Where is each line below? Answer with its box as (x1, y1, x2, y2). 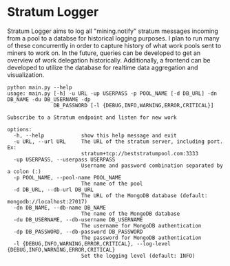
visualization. (7, 70, 45, 79)
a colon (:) (7, 168, 41, 175)
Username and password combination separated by (81, 162, 224, 169)
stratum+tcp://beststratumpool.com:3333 (81, 150, 198, 157)
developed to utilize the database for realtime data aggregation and (7, 63, 198, 71)
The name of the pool (81, 180, 143, 187)
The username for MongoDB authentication (81, 222, 202, 229)
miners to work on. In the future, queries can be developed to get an (7, 49, 201, 57)
